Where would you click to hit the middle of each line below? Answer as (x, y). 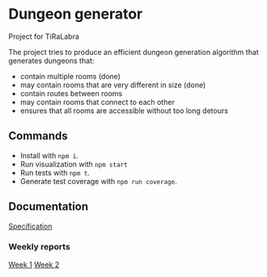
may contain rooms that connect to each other (97, 102)
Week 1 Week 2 (34, 264)
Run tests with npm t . (55, 172)
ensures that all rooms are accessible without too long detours (124, 111)
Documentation (49, 207)
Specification (30, 226)
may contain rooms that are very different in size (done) (113, 85)
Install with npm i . (49, 155)
